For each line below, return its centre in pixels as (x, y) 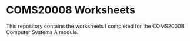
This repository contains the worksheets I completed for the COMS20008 (95, 26)
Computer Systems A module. (42, 32)
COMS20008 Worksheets (71, 10)
